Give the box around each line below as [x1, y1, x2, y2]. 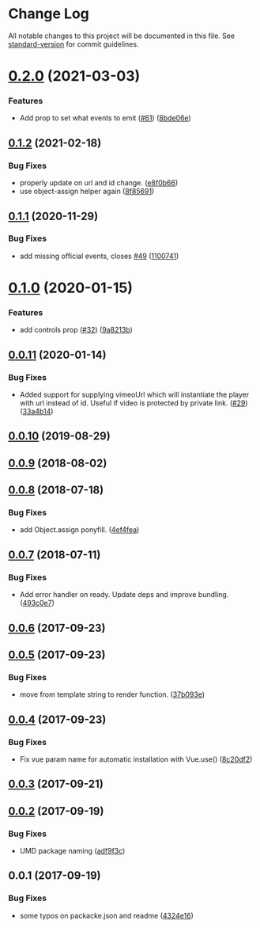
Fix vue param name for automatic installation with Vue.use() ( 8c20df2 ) [19, 754, 253, 764]
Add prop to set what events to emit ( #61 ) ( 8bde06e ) [19, 113, 191, 123]
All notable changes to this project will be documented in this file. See [8, 31, 236, 40]
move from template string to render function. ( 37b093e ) [19, 690, 205, 699]
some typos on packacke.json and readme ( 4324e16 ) [19, 911, 194, 920]
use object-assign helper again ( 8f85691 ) [19, 187, 155, 196]
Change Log [8, 5, 89, 23]
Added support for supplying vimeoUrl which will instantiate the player [19, 390, 250, 399]
